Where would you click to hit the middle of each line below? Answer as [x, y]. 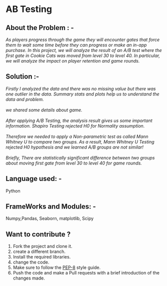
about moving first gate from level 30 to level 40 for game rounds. [74, 163]
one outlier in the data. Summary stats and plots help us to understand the [82, 94]
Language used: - [34, 179]
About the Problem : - [40, 28]
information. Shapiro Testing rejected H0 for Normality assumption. [75, 125]
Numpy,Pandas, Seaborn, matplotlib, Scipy [50, 218]
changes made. [29, 278]
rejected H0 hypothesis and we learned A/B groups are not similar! [75, 147]
